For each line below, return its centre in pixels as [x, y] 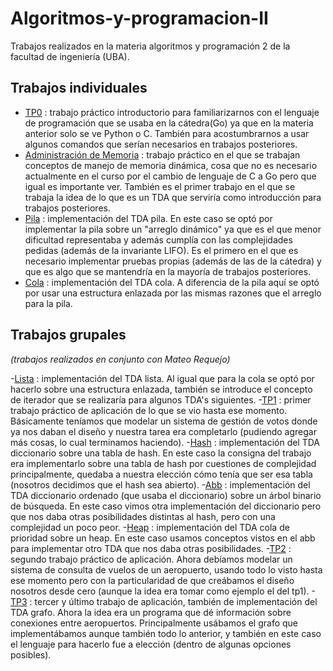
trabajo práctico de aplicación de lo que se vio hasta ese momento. [149, 410]
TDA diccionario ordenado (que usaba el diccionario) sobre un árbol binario [166, 495]
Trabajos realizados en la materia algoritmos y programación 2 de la [150, 46]
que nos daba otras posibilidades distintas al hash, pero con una [143, 516]
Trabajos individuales [79, 88]
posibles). [31, 654]
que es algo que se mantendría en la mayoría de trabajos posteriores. [168, 271]
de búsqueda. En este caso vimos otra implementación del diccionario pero [166, 506]
